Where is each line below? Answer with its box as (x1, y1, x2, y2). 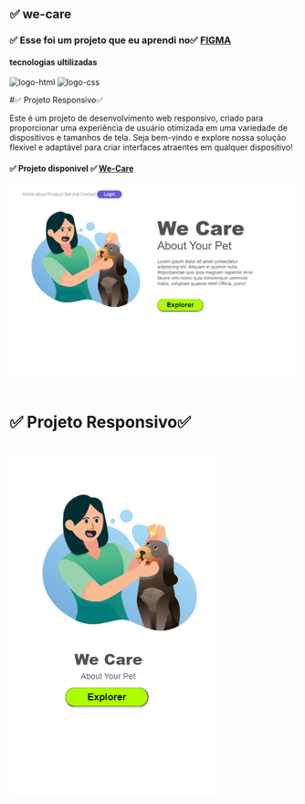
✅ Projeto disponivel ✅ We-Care (9, 163, 134, 174)
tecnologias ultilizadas (9, 57, 98, 68)
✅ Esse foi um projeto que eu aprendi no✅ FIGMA (9, 34, 232, 47)
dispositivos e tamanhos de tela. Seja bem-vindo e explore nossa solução (9, 132, 287, 143)
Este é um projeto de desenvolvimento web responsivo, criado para (9, 112, 264, 124)
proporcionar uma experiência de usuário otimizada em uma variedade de (9, 122, 288, 133)
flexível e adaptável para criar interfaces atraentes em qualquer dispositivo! (9, 142, 294, 153)
